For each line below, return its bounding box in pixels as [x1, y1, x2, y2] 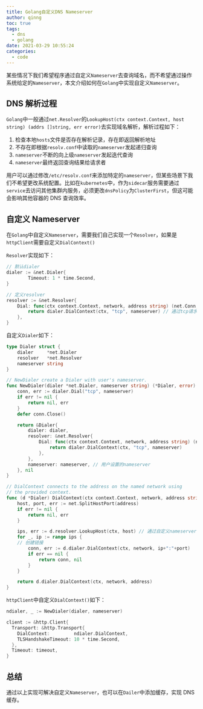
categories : [6, 49, 36, 55]
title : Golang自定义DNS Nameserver [6, 8, 93, 15]
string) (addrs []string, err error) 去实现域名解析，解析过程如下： [6, 123, 181, 130]
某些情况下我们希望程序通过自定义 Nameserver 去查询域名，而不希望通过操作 [6, 71, 192, 79]
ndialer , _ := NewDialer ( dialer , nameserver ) [6, 608, 123, 614]
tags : [6, 25, 20, 32]
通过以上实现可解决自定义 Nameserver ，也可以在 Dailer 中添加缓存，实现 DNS [6, 688, 195, 696]
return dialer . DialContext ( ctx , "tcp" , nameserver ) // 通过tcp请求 [28, 309, 198, 315]
